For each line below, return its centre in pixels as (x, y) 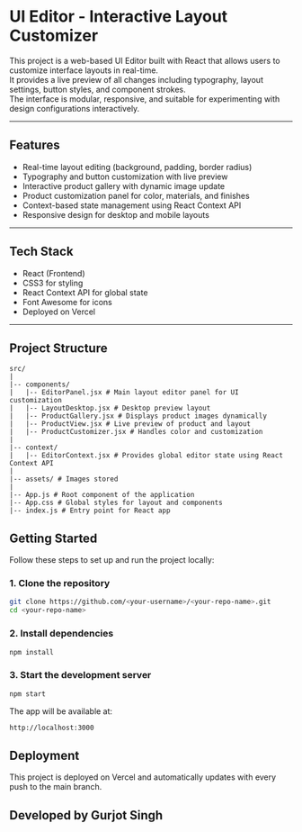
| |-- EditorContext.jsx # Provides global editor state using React (146, 456)
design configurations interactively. (75, 108)
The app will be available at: (61, 711)
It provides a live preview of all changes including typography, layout (136, 79)
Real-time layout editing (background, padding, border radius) (137, 167)
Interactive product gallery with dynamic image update (124, 185)
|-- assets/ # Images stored (64, 479)
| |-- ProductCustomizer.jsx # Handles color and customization (136, 432)
